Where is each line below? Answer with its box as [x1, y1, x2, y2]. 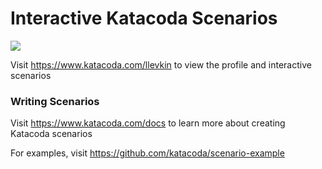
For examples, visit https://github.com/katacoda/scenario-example [10, 147, 285, 159]
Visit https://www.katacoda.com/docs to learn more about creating [10, 117, 286, 129]
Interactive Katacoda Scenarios [10, 7, 278, 30]
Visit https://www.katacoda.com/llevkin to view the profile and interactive [10, 58, 312, 71]
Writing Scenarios [10, 94, 100, 108]
